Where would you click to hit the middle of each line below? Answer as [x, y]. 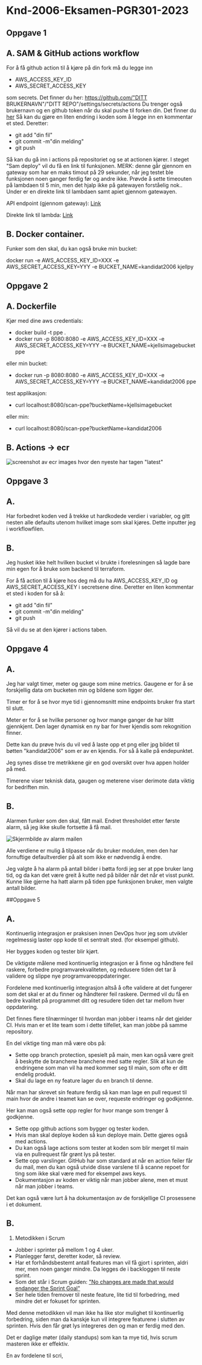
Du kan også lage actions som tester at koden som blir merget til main [102, 1148]
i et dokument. [24, 1205]
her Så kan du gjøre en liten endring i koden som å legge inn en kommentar [99, 117]
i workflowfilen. [25, 529]
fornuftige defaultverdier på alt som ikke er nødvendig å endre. [84, 857]
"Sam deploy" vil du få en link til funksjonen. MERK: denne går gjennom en [99, 166]
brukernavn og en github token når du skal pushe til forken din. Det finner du [101, 111]
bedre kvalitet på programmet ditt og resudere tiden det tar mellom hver [96, 1001]
